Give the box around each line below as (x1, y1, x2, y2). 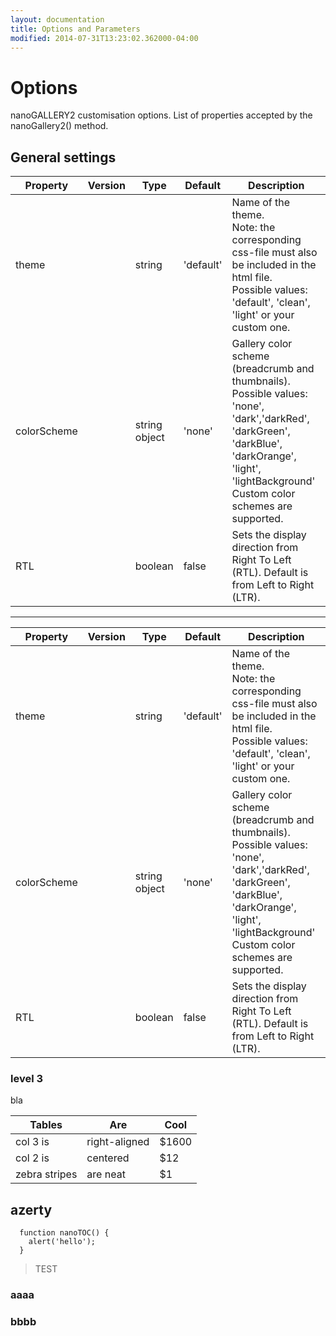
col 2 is (15, 1151, 50, 1165)
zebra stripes (15, 1167, 78, 1181)
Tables (29, 1118, 63, 1132)
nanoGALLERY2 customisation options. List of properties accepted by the (10, 109, 313, 121)
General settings (10, 149, 117, 166)
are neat (86, 1167, 126, 1181)
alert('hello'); (28, 1237, 97, 1247)
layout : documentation (10, 14, 105, 25)
